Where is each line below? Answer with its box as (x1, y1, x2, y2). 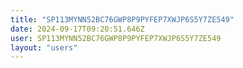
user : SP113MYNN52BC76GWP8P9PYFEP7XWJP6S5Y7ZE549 (10, 33, 222, 43)
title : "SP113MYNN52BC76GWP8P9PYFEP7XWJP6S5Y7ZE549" (10, 14, 235, 25)
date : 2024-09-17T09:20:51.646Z (10, 24, 145, 34)
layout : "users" (10, 42, 78, 53)
